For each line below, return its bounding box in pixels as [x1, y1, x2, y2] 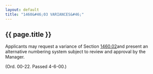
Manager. [5, 54, 25, 60]
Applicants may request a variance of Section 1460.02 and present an [5, 43, 148, 50]
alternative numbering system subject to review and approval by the [5, 49, 146, 55]
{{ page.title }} [5, 30, 52, 39]
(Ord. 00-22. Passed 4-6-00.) [5, 64, 67, 70]
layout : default [5, 7, 39, 12]
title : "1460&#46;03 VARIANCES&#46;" [5, 12, 84, 17]
